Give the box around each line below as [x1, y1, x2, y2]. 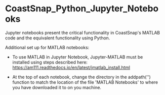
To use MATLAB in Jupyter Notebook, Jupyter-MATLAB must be [12, 54, 143, 60]
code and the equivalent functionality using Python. [5, 35, 110, 41]
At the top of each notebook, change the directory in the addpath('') [12, 74, 151, 80]
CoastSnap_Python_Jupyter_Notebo [5, 3, 159, 14]
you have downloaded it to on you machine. [12, 84, 101, 90]
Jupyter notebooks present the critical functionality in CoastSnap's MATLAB [5, 30, 161, 35]
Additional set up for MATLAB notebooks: [5, 44, 89, 50]
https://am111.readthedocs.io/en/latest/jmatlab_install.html [12, 64, 130, 70]
